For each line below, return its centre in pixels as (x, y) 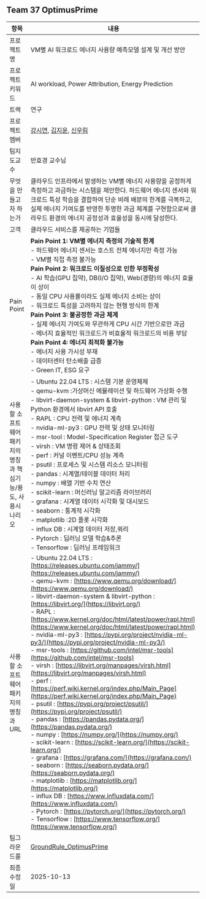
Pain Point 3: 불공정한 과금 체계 (74, 315)
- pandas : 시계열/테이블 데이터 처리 (80, 474)
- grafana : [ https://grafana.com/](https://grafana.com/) (111, 757)
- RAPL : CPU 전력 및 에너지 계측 (76, 418)
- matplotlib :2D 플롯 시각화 (69, 520)
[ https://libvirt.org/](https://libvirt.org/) (86, 603)
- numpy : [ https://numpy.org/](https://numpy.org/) (105, 734)
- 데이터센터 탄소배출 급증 (66, 361)
